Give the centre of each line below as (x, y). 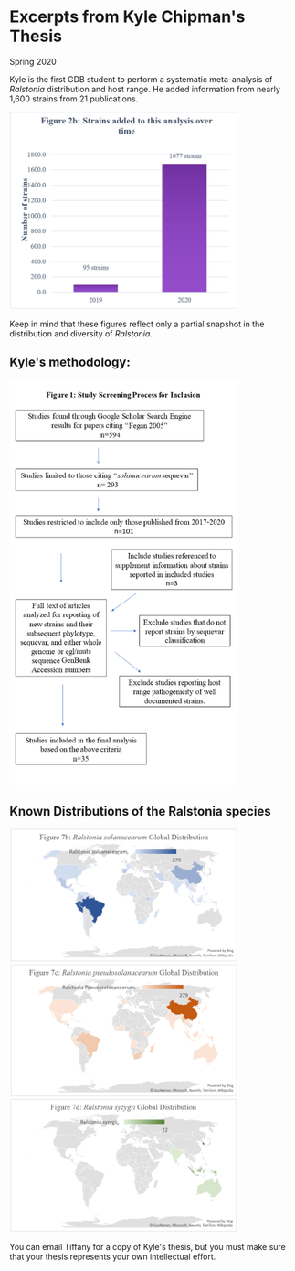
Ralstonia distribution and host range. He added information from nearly (145, 89)
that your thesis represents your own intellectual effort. (113, 1256)
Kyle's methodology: (70, 363)
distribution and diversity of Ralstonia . (81, 333)
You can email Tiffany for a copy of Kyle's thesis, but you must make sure (147, 1246)
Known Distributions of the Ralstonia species (140, 812)
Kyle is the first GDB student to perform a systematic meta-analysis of (141, 79)
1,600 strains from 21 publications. (74, 99)
